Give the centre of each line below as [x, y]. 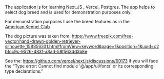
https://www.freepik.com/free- [102, 36]
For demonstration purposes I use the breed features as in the [67, 22]
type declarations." [24, 71]
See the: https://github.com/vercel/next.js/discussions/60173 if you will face [82, 61]
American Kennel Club [28, 27]
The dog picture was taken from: [38, 36]
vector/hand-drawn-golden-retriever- [43, 41]
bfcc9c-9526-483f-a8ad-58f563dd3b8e [46, 51]
